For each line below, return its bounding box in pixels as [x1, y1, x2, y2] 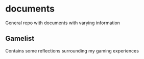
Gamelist [5, 34, 35, 43]
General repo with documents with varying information [5, 20, 120, 26]
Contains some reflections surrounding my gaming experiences [5, 47, 139, 53]
